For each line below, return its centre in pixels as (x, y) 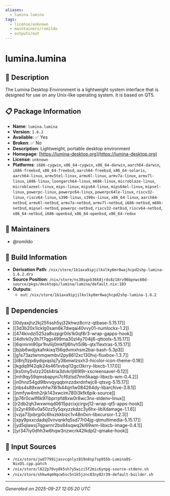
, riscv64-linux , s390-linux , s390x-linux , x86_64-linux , (82, 197)
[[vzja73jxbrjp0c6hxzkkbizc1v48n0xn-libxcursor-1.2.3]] (70, 415)
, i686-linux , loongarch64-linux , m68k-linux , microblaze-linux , (90, 181)
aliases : (14, 10)
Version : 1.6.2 (28, 131)
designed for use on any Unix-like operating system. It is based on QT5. (80, 95)
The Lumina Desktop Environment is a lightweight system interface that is (82, 90)
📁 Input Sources (31, 447)
